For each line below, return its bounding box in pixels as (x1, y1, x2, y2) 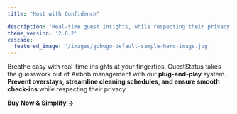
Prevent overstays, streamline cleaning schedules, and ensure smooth (7, 77, 220, 86)
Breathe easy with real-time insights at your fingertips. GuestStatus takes (7, 62, 221, 71)
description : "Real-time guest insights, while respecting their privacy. (7, 23, 233, 30)
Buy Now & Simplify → (7, 98, 75, 107)
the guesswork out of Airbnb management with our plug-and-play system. (7, 70, 227, 79)
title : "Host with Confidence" (7, 10, 100, 18)
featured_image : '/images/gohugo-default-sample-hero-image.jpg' (13, 43, 211, 50)
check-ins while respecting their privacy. (7, 85, 128, 93)
